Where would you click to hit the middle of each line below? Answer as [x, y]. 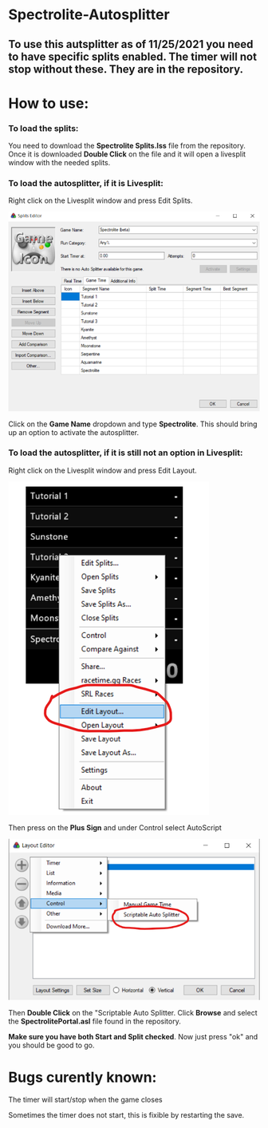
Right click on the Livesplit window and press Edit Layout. [102, 470]
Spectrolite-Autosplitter [89, 15]
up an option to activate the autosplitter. [74, 432]
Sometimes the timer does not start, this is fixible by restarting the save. [126, 1114]
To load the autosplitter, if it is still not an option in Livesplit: [126, 453]
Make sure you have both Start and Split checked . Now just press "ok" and [133, 1036]
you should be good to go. [51, 1045]
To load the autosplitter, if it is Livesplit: [86, 183]
